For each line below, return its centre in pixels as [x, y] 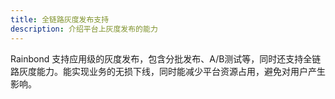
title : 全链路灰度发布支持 [60, 19]
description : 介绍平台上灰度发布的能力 [84, 29]
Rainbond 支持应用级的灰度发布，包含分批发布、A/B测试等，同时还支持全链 [166, 58]
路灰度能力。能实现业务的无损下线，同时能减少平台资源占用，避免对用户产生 [168, 71]
